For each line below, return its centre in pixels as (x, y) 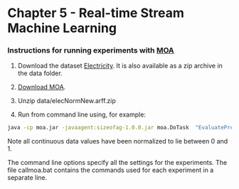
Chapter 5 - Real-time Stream (96, 13)
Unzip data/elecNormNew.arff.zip (67, 101)
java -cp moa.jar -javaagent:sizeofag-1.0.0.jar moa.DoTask (99, 128)
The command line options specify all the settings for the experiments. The (117, 163)
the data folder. (40, 73)
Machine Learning (62, 28)
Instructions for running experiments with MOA (91, 50)
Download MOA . (42, 87)
